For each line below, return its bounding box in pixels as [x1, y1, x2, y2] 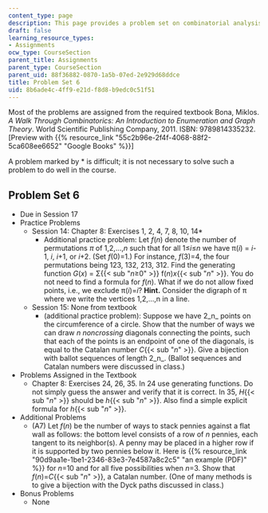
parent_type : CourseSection [8, 64, 102, 72]
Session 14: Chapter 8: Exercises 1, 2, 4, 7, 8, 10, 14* [31, 226, 203, 236]
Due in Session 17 [19, 210, 78, 219]
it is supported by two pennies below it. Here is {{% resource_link [31, 447, 247, 456]
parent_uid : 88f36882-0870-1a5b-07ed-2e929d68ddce [8, 71, 180, 79]
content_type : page [8, 11, 73, 20]
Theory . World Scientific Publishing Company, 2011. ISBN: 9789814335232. [8, 124, 256, 134]
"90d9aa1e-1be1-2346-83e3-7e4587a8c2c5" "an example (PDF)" [31, 455, 247, 464]
